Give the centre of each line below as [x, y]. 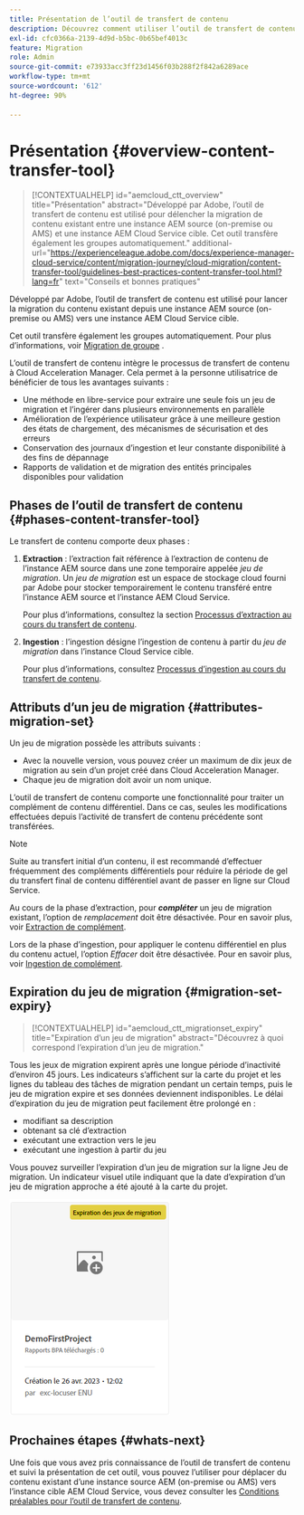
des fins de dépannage [66, 458]
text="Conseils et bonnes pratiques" [133, 281]
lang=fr [45, 281]
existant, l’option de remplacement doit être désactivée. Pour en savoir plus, [151, 918]
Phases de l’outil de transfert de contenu [126, 505]
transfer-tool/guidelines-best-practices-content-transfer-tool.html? [157, 272]
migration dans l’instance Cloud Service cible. [108, 652]
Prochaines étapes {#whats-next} [108, 1440]
